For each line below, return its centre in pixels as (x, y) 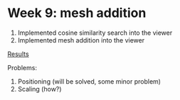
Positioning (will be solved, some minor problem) (89, 81)
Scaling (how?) (39, 89)
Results (18, 54)
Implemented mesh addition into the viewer (81, 40)
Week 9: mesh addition (77, 13)
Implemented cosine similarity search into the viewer (95, 33)
